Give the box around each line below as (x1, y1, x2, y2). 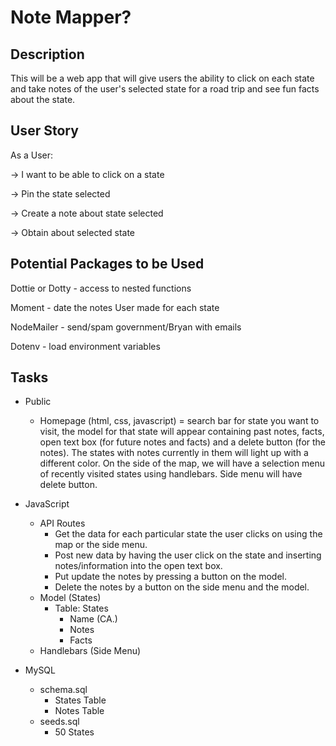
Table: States (54, 602, 109, 615)
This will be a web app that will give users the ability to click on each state (10, 72, 315, 84)
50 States (54, 726, 95, 738)
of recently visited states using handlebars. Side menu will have (39, 468, 303, 480)
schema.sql (39, 684, 88, 696)
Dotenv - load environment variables (10, 340, 161, 352)
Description (10, 46, 85, 63)
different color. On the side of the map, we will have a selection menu (39, 457, 326, 470)
